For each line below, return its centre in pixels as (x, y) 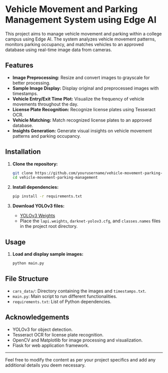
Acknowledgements (37, 317)
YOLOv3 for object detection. (42, 329)
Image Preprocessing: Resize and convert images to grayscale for (81, 77)
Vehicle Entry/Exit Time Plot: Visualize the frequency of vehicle (78, 99)
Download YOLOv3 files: (38, 206)
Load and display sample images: (48, 254)
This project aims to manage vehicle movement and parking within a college (83, 34)
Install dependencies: (35, 187)
